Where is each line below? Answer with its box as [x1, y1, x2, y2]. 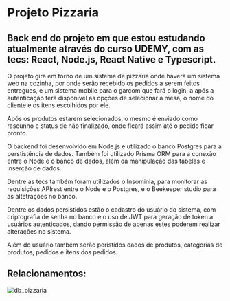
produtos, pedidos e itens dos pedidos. [7, 248, 118, 256]
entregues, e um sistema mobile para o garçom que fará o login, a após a [7, 87, 214, 94]
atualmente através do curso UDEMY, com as [7, 43, 205, 54]
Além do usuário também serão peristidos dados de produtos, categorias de [7, 241, 223, 249]
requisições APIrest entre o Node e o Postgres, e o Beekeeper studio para [7, 185, 216, 193]
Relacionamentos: [7, 268, 87, 280]
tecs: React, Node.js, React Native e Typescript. [7, 54, 216, 65]
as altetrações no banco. [7, 192, 78, 200]
